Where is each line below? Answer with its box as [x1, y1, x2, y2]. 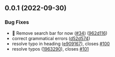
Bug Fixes [4, 19, 29, 26]
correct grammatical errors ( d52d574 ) [11, 35, 90, 41]
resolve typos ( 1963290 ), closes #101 [11, 46, 89, 52]
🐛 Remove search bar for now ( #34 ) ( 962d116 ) [11, 30, 108, 36]
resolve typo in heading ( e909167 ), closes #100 [11, 41, 110, 47]
